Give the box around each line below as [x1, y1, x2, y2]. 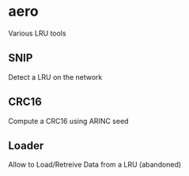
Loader [8, 139, 44, 152]
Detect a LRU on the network [8, 72, 103, 81]
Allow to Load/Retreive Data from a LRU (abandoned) [8, 160, 182, 170]
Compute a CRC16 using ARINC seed [8, 116, 129, 125]
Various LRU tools [8, 28, 66, 38]
